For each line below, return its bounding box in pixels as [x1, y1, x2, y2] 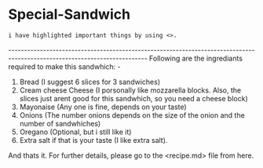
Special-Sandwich [8, 5, 131, 24]
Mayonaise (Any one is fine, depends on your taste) [19, 102, 187, 111]
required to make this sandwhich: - [8, 61, 122, 71]
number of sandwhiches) [19, 119, 101, 128]
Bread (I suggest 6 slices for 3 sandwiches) [19, 77, 161, 86]
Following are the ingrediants [148, 53, 243, 63]
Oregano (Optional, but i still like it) [19, 127, 132, 137]
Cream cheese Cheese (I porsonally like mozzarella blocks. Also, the [19, 85, 242, 95]
